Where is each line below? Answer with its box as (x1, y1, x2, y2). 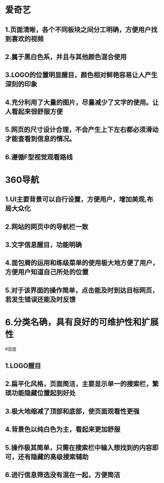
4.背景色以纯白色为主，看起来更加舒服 (5, 425, 121, 434)
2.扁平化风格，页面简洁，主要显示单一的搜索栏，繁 (5, 380, 159, 388)
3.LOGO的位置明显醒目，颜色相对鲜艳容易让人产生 (5, 71, 158, 79)
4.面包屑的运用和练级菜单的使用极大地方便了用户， (5, 259, 159, 267)
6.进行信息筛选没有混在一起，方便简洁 (5, 470, 121, 479)
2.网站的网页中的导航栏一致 (5, 222, 89, 231)
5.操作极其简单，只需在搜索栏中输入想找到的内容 (5, 443, 152, 452)
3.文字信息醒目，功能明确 (5, 241, 82, 249)
